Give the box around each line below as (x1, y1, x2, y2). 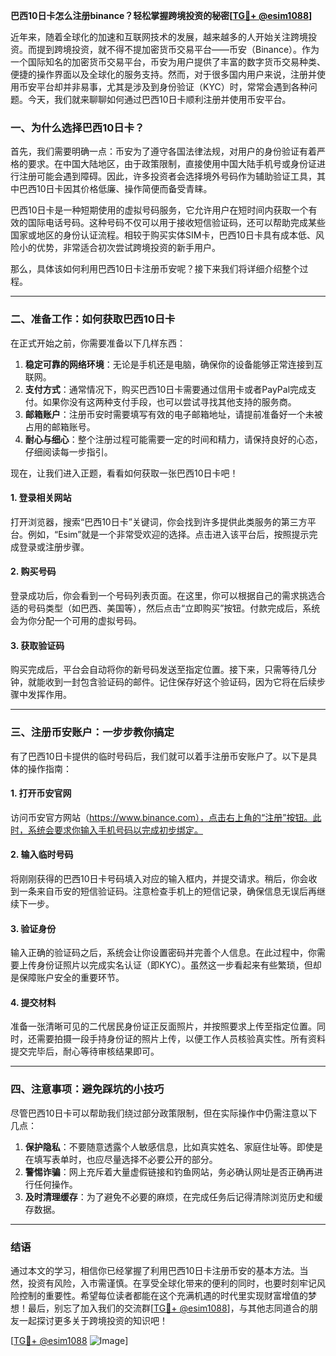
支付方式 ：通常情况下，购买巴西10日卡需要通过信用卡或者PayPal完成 (24, 383, 308, 395)
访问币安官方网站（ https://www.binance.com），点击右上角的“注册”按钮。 (10, 811, 313, 823)
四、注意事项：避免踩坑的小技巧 (10, 1082, 165, 1096)
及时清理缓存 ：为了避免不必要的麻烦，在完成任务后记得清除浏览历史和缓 (24, 1190, 323, 1203)
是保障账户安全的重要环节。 (10, 972, 125, 984)
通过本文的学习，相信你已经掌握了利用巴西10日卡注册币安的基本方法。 (10, 1264, 300, 1276)
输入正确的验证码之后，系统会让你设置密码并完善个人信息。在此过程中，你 (10, 947, 317, 959)
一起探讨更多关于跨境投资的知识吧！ (18, 1314, 168, 1326)
